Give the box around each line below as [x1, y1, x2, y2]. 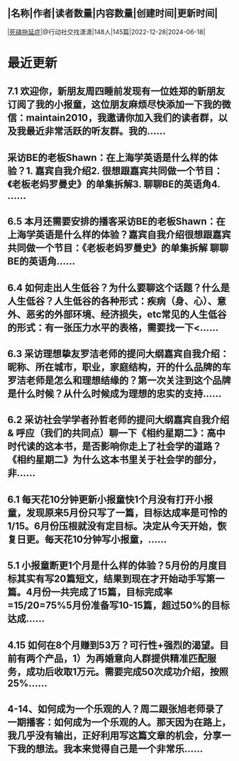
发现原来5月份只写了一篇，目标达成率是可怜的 [26, 507, 228, 519]
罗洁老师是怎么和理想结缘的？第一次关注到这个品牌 [7, 374, 231, 386]
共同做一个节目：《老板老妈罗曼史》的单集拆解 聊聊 [7, 242, 229, 254]
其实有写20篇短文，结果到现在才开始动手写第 [16, 573, 216, 585]
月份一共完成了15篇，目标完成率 [32, 586, 173, 598]
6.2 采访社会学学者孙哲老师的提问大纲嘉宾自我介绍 [7, 414, 230, 426]
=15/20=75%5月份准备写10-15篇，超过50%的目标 [7, 599, 230, 611]
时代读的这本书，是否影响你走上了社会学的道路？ [7, 441, 222, 453]
